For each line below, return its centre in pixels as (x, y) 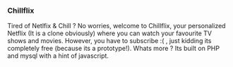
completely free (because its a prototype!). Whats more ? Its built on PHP (114, 49)
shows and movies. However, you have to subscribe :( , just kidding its (109, 41)
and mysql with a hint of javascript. (58, 56)
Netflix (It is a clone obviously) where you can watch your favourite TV (109, 33)
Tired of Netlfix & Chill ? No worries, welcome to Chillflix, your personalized (116, 26)
